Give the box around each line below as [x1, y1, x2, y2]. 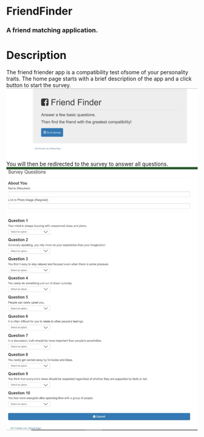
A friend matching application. [6, 26, 98, 35]
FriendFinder [6, 4, 73, 18]
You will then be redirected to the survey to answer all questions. [6, 160, 169, 168]
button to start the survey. [6, 82, 72, 89]
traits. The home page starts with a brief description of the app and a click [6, 75, 192, 83]
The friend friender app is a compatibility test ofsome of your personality [6, 69, 189, 76]
